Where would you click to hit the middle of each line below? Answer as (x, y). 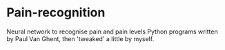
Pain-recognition (56, 13)
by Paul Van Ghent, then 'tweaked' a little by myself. (80, 38)
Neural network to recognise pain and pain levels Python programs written (112, 32)
